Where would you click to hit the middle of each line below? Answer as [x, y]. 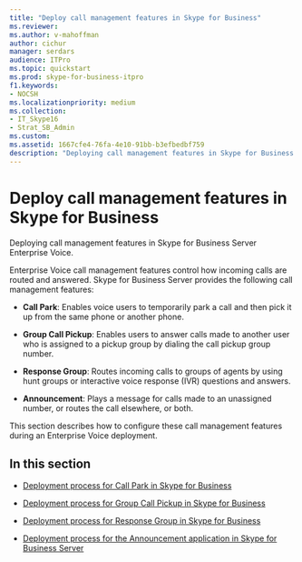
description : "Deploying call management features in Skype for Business [152, 153]
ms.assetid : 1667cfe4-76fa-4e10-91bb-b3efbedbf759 [107, 145]
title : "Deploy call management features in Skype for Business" [135, 18]
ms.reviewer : [34, 26]
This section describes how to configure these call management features [146, 426]
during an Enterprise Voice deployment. [83, 435]
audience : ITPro [40, 60]
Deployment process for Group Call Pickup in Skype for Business [144, 503]
